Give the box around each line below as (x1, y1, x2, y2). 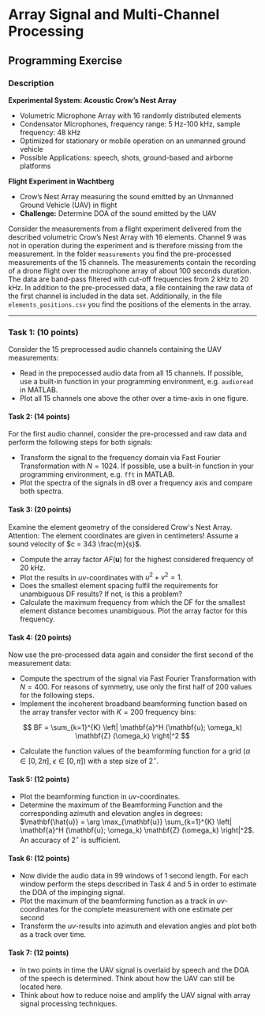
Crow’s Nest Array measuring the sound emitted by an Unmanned (19, 191, 234, 201)
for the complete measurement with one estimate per (60, 905, 233, 914)
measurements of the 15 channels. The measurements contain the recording (8, 257, 256, 266)
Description (8, 77, 54, 89)
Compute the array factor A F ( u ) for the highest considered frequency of (19, 554, 254, 564)
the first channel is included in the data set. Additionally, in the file (8, 291, 222, 300)
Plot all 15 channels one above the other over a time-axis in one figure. (19, 394, 248, 403)
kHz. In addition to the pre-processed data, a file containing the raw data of (8, 282, 254, 292)
